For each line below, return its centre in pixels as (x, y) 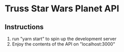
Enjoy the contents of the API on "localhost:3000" (64, 44)
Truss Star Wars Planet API (62, 9)
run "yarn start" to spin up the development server (64, 39)
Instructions (24, 27)
